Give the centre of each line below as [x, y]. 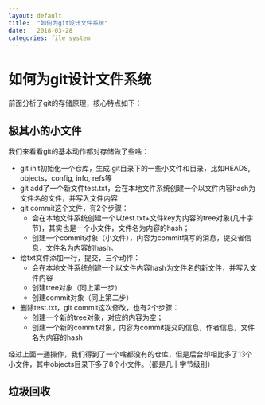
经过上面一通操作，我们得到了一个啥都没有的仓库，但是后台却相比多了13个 [131, 354]
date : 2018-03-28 [41, 30]
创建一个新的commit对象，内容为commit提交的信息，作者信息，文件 [143, 327]
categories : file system [49, 38]
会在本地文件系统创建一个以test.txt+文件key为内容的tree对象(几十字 [142, 218]
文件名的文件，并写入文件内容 [68, 198]
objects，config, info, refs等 [66, 178]
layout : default [35, 16]
